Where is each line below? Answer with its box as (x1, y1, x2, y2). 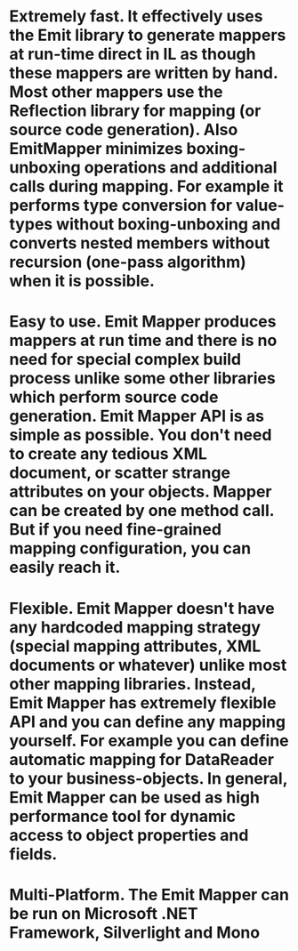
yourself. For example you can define (9, 730, 289, 751)
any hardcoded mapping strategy (9, 617, 261, 637)
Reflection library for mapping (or (9, 101, 262, 121)
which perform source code (9, 387, 219, 407)
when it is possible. (9, 271, 156, 291)
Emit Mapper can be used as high (9, 787, 261, 807)
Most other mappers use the (9, 82, 223, 102)
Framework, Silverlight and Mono (9, 923, 261, 942)
